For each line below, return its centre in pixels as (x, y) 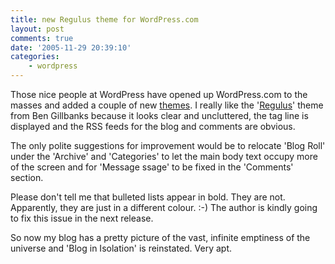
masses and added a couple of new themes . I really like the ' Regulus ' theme (167, 105)
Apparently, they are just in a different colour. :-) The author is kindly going (164, 207)
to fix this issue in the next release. (82, 218)
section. (27, 177)
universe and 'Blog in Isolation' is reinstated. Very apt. (121, 248)
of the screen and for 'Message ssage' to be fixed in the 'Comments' (152, 167)
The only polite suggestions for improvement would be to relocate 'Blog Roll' (168, 145)
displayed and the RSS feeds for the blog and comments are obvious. (153, 126)
